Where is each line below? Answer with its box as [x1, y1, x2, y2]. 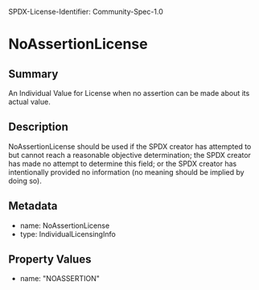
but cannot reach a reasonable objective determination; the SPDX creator [8, 150, 252, 159]
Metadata [8, 199, 58, 213]
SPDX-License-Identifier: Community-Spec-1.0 [8, 7, 163, 16]
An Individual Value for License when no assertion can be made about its [8, 89, 250, 97]
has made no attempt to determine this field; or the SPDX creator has [8, 159, 237, 168]
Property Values [8, 253, 92, 267]
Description [8, 120, 68, 134]
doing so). [8, 176, 42, 185]
